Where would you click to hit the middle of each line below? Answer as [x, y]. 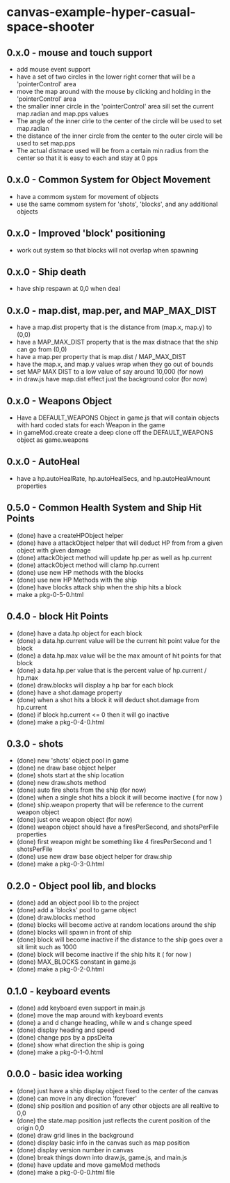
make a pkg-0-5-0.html [50, 594]
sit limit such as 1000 [47, 947]
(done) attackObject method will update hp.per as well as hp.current [114, 557]
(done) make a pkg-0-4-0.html [60, 722]
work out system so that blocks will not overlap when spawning [107, 250]
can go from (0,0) [42, 349]
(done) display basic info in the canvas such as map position [103, 1143]
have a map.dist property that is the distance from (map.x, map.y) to [114, 327]
